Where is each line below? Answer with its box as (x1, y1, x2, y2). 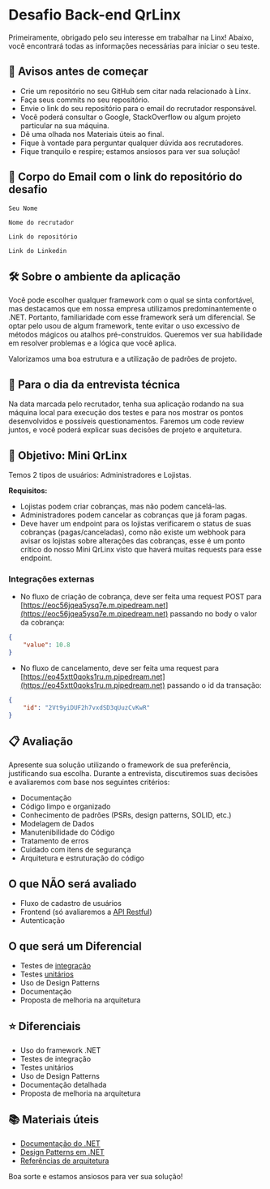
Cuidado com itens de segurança (19, 845, 131, 855)
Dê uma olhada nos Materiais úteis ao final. (19, 129, 165, 139)
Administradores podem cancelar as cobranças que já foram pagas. (19, 510, 247, 520)
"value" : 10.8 (23, 641, 71, 650)
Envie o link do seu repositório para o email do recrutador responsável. (19, 103, 257, 113)
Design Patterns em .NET (19, 1147, 105, 1157)
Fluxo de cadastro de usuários (19, 899, 122, 908)
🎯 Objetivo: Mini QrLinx (8, 449, 127, 462)
